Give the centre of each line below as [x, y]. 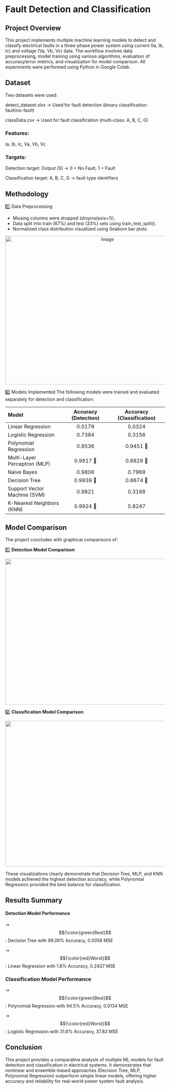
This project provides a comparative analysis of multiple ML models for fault [84, 1059]
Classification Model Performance [48, 979]
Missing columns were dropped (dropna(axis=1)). [64, 218]
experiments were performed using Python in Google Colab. [68, 67]
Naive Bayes [23, 472]
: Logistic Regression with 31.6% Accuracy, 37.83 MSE [62, 1031]
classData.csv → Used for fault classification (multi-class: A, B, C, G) [77, 120]
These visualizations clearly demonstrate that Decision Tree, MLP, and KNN [84, 874]
